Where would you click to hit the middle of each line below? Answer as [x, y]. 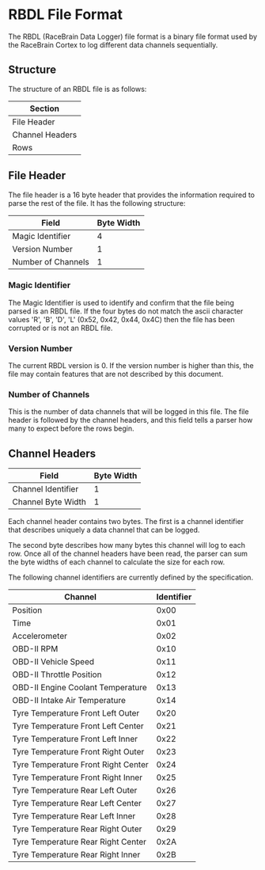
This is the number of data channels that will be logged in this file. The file [129, 412]
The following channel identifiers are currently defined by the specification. [131, 577]
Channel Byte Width [49, 502]
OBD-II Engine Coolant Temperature [80, 688]
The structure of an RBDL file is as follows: [78, 89]
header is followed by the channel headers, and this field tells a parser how [131, 420]
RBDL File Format [65, 15]
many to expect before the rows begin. [71, 428]
